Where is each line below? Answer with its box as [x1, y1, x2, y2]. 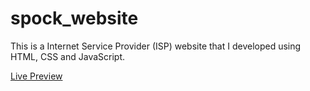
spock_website [10, 7, 139, 30]
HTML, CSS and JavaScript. [10, 50, 126, 62]
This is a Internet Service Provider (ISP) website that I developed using [10, 40, 302, 52]
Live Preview [10, 70, 63, 82]
